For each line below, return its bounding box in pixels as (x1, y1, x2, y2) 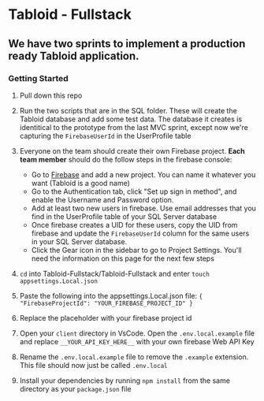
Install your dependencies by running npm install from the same (19, 376, 231, 385)
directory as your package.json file (19, 384, 132, 393)
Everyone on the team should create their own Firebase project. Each (19, 146, 246, 155)
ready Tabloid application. (8, 49, 139, 62)
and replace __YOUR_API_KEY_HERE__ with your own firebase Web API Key (19, 336, 255, 346)
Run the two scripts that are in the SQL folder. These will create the (19, 106, 238, 115)
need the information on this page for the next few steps (31, 254, 215, 263)
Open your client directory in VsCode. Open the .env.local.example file (19, 329, 255, 338)
